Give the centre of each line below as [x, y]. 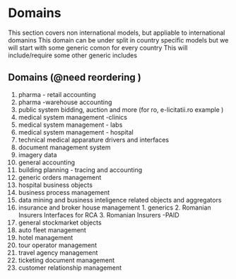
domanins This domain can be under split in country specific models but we [118, 40]
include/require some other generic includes [72, 55]
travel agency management [58, 252]
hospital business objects [55, 185]
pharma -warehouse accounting [65, 102]
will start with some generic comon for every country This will [98, 47]
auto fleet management [52, 230]
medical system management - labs [70, 125]
